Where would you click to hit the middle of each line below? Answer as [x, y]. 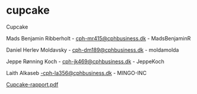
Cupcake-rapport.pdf [32, 84]
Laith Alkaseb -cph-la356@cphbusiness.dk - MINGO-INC [77, 73]
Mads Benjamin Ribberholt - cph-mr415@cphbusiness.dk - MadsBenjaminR [99, 38]
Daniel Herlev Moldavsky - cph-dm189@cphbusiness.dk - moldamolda [93, 50]
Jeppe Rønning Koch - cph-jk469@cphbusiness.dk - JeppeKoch [85, 61]
